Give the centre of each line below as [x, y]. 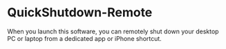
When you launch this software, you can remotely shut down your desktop [113, 31]
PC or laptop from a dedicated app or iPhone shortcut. [85, 38]
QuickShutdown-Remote [80, 13]
